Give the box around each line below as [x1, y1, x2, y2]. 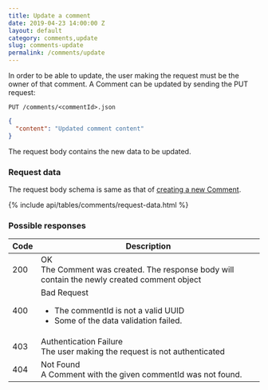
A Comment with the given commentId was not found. [41, 369, 242, 380]
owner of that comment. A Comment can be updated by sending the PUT [8, 79, 249, 89]
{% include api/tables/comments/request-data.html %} [8, 200, 189, 209]
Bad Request [41, 287, 89, 298]
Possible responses [8, 220, 86, 231]
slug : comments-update [8, 42, 84, 50]
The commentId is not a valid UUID [54, 305, 185, 316]
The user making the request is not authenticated [41, 346, 226, 357]
